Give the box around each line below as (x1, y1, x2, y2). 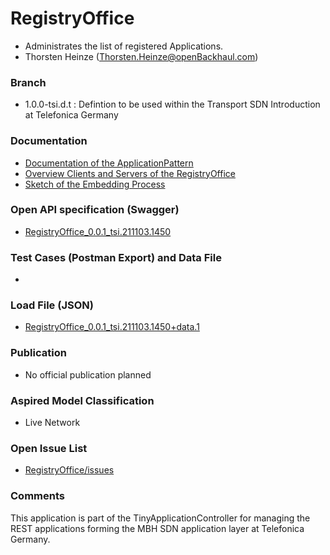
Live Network (24, 417, 81, 429)
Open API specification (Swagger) (10, 203, 180, 217)
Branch (10, 75, 47, 89)
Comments (10, 489, 65, 503)
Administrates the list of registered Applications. (24, 40, 224, 52)
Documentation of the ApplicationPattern (24, 157, 194, 169)
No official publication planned (24, 368, 152, 381)
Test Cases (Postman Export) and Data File (10, 250, 222, 264)
